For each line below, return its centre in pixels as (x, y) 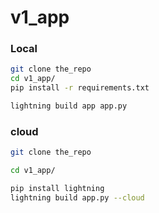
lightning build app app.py (69, 106)
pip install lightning (57, 189)
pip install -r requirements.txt (80, 88)
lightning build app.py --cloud (77, 197)
